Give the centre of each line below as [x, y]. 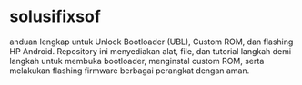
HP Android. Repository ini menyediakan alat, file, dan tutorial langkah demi [151, 51]
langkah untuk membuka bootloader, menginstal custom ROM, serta [137, 61]
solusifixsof [55, 17]
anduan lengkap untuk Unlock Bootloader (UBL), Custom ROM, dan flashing [151, 42]
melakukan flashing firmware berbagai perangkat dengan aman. [130, 71]
